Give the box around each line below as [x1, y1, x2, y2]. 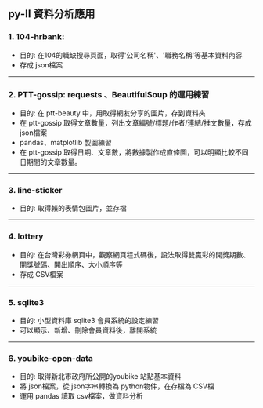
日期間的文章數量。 [19, 157, 82, 166]
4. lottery [8, 231, 44, 242]
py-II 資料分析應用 [8, 7, 95, 21]
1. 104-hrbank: [8, 31, 65, 42]
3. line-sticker [8, 184, 63, 195]
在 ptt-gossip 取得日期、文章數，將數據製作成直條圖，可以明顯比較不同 [19, 148, 249, 157]
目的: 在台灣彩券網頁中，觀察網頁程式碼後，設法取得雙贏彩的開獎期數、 [19, 250, 250, 259]
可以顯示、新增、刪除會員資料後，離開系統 [19, 325, 157, 335]
